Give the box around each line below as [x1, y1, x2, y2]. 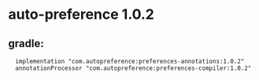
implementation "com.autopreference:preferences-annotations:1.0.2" [15, 57, 245, 65]
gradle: [8, 37, 45, 50]
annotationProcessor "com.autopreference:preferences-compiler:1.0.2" [15, 64, 252, 72]
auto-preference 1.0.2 [8, 5, 155, 24]
